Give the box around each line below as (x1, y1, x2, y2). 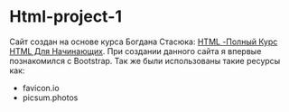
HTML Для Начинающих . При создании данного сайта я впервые (9, 45, 262, 56)
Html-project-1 (9, 6, 123, 27)
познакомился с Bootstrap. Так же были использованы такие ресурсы (9, 55, 281, 66)
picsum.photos (22, 92, 79, 103)
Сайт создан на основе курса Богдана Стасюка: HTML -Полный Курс (9, 36, 278, 47)
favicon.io (22, 82, 61, 93)
